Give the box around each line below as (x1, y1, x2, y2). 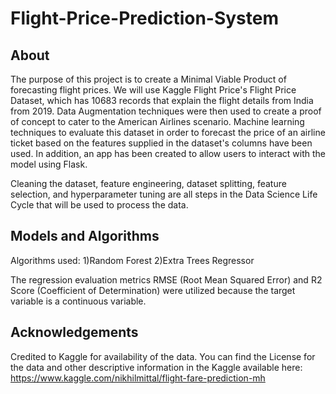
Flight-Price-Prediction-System (10, 7, 280, 30)
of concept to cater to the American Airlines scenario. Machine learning (10, 116, 305, 127)
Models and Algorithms (10, 228, 160, 245)
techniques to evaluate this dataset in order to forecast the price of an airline (10, 127, 326, 138)
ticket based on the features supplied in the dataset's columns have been (10, 137, 313, 149)
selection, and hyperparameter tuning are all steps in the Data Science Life (10, 188, 318, 200)
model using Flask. (10, 158, 88, 170)
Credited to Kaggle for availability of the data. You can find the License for (10, 350, 316, 362)
